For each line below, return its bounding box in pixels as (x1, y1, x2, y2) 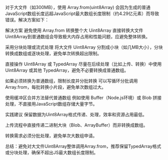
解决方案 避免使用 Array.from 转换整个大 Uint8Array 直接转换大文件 (5, 27, 143, 33)
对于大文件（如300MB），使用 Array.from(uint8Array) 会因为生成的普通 (5, 4, 151, 10)
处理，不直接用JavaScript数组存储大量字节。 (5, 101, 97, 107)
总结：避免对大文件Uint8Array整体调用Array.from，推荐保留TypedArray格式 (5, 144, 161, 149)
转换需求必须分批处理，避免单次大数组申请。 (5, 133, 97, 139)
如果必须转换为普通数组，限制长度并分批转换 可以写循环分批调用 (5, 78, 138, 84)
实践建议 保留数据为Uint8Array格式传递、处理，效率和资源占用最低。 (5, 112, 147, 117)
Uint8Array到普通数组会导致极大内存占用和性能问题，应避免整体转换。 (5, 34, 150, 39)
